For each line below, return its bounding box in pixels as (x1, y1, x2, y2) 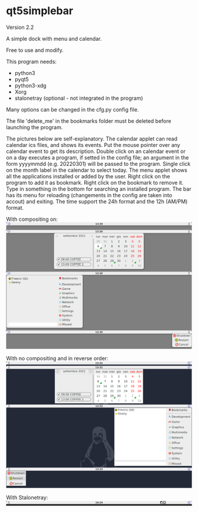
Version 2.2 (6, 24, 34, 31)
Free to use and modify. (6, 46, 64, 54)
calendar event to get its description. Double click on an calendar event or (6, 148, 186, 155)
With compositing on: (6, 216, 58, 223)
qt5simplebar (6, 4, 74, 18)
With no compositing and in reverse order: (6, 354, 108, 361)
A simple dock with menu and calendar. (6, 35, 102, 42)
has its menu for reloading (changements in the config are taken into (6, 191, 173, 198)
